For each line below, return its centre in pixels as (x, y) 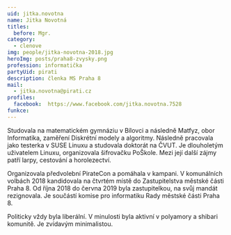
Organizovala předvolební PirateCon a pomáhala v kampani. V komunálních (115, 173)
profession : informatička (45, 65)
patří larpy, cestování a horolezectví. (59, 160)
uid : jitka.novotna (35, 14)
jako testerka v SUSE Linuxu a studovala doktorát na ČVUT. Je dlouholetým (115, 145)
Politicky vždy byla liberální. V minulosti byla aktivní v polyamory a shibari (112, 216)
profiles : (22, 98)
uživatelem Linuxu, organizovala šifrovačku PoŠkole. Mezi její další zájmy (112, 152)
